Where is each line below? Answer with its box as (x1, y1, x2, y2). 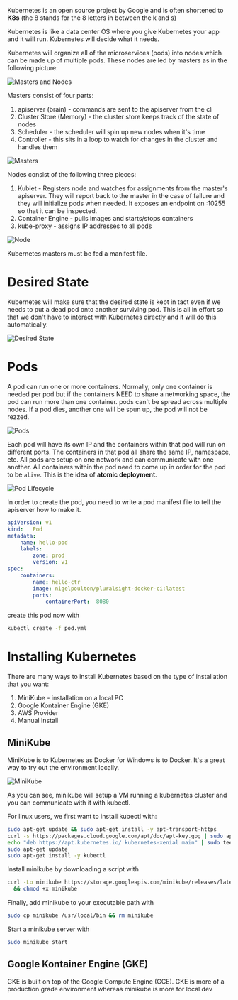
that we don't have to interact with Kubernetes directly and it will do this (7, 312, 217, 321)
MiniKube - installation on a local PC (17, 694, 124, 702)
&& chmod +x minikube (13, 886, 78, 893)
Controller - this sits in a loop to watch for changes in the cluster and (17, 135, 218, 143)
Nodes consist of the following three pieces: (7, 170, 137, 178)
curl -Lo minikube (7, 879, 62, 886)
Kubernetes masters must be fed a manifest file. (7, 249, 147, 258)
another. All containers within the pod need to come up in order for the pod (7, 462, 226, 471)
